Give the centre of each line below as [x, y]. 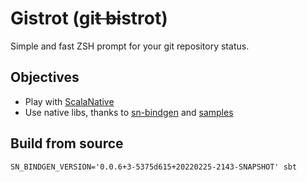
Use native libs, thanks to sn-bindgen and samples [129, 112]
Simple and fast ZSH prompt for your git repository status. [130, 46]
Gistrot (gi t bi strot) [89, 18]
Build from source [67, 143]
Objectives [45, 77]
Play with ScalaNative [69, 101]
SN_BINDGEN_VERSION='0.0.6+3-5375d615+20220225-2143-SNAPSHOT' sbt [154, 167]
